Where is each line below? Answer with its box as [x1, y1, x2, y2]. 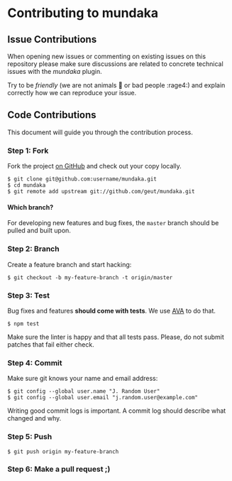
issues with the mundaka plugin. [7, 67, 102, 75]
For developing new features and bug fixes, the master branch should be [7, 219, 219, 227]
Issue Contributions [7, 33, 97, 45]
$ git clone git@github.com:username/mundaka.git [7, 175, 158, 183]
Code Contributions [7, 109, 97, 121]
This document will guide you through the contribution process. [7, 128, 193, 136]
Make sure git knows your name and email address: [7, 374, 158, 383]
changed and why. [7, 414, 62, 423]
